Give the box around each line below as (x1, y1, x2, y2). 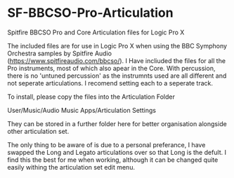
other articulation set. (7, 127, 70, 135)
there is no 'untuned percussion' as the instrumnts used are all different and (7, 71, 227, 80)
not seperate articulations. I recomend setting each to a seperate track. (7, 78, 213, 87)
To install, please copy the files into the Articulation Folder (7, 93, 176, 101)
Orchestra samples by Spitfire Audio (7, 49, 112, 57)
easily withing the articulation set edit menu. (7, 163, 136, 171)
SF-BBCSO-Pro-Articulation (7, 5, 174, 21)
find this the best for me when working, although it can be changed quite (7, 156, 219, 164)
